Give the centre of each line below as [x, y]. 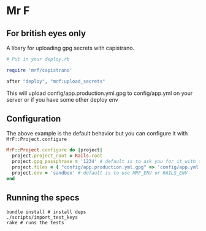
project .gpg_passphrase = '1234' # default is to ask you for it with [104, 162]
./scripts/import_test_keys [42, 217]
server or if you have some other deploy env [62, 99]
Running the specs [43, 198]
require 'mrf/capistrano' [39, 70]
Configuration [34, 119]
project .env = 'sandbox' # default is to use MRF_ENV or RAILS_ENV [100, 173]
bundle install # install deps [46, 212]
